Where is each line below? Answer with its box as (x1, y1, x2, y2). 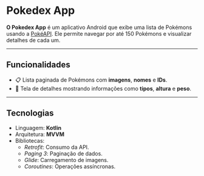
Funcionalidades (6, 60, 71, 70)
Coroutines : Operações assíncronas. (24, 163, 116, 170)
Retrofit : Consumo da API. (24, 143, 89, 151)
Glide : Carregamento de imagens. (24, 156, 109, 163)
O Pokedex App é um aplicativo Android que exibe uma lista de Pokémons (6, 24, 192, 31)
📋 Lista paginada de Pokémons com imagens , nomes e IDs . (15, 76, 168, 83)
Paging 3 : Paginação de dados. (24, 149, 103, 157)
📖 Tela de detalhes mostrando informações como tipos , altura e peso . (15, 85, 192, 92)
